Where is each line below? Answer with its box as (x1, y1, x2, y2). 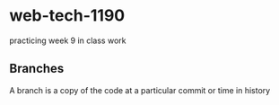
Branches (9, 61, 65, 76)
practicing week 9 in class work (9, 35, 126, 46)
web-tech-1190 (9, 5, 126, 26)
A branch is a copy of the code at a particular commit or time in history (9, 84, 271, 95)
